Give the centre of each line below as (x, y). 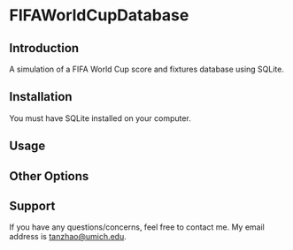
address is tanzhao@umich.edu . (68, 237)
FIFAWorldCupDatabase (99, 15)
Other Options (49, 176)
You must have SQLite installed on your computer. (100, 118)
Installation (41, 97)
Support (32, 205)
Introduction (44, 48)
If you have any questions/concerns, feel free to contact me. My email (137, 227)
